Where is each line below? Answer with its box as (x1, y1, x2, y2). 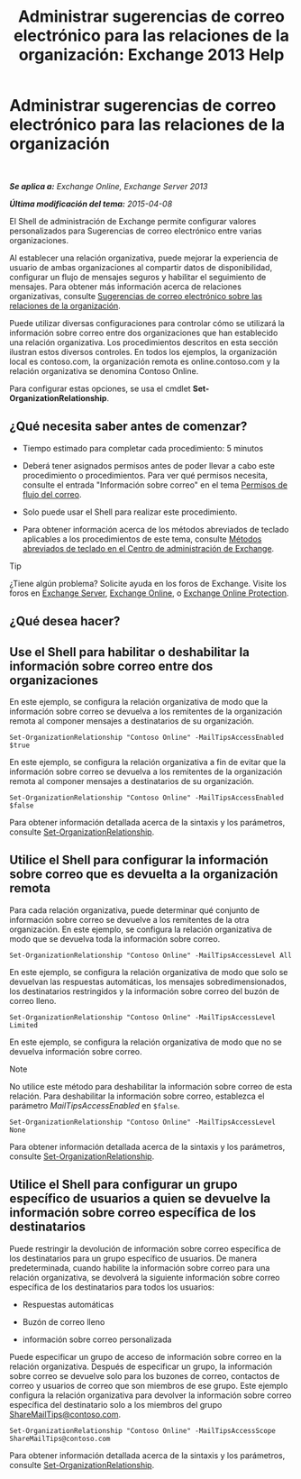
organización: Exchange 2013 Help (18, 45, 285, 65)
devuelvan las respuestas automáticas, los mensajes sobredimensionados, (9, 976, 287, 987)
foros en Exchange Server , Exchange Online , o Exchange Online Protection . (9, 588, 289, 598)
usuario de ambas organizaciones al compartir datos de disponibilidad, (9, 261, 273, 272)
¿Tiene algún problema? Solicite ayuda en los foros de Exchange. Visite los (9, 578, 287, 589)
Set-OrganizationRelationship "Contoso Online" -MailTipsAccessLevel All (9, 951, 293, 960)
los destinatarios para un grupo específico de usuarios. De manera (9, 1253, 258, 1264)
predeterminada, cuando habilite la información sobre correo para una (9, 1262, 270, 1273)
